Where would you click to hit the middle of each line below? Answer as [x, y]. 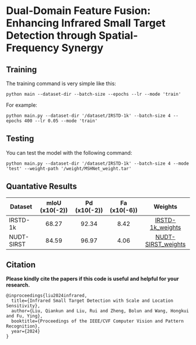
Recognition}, [23, 326]
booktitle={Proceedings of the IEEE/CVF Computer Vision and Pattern [97, 321]
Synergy [82, 48]
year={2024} [26, 332]
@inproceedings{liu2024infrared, [47, 296]
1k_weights [165, 227]
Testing [20, 139]
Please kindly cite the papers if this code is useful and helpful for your [92, 279]
